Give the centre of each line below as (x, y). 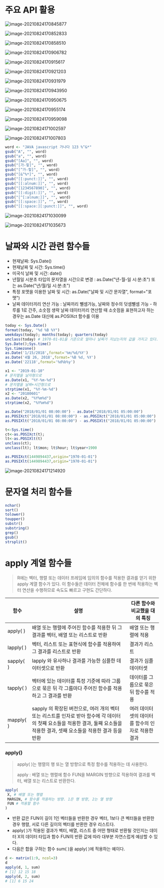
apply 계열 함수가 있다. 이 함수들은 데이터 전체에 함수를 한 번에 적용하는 (85, 584)
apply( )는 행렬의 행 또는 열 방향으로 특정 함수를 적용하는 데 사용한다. (82, 764)
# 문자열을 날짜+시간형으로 (28, 385)
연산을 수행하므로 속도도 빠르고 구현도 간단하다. (67, 590)
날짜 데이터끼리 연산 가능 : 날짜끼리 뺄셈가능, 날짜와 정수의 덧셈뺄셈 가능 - (82, 304)
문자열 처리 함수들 (39, 492)
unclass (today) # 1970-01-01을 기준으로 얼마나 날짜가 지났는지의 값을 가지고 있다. (82, 339)
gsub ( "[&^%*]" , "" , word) (31, 175)
